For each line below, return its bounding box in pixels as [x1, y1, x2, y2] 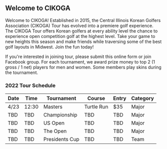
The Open [43, 127, 67, 134]
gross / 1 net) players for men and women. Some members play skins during [5, 64, 162, 70]
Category [131, 95, 155, 102]
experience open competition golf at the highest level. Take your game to [5, 33, 156, 39]
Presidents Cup [43, 136, 80, 143]
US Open [43, 119, 65, 126]
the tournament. [5, 69, 38, 75]
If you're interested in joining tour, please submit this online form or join [5, 53, 152, 59]
